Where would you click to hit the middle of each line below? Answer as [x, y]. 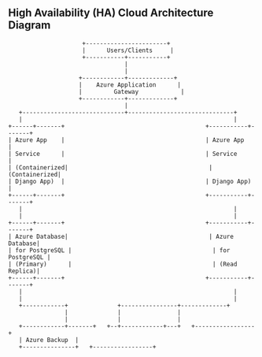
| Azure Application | [129, 85]
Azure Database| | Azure [125, 236]
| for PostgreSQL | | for [119, 250]
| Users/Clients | [128, 50]
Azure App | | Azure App [130, 140]
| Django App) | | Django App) [130, 181]
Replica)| [24, 271]
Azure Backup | [52, 340]
